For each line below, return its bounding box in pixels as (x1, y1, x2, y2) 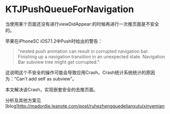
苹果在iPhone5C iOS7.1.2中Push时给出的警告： (5, 38, 103, 44)
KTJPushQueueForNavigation (5, 4, 134, 15)
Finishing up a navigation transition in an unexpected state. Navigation (17, 53, 165, 59)
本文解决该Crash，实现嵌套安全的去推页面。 (5, 86, 98, 92)
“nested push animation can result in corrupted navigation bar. (17, 48, 149, 54)
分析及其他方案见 (5, 97, 41, 103)
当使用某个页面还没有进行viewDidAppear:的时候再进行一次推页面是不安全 (5, 21, 159, 27)
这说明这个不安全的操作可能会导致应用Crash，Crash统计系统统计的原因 (5, 69, 155, 75)
